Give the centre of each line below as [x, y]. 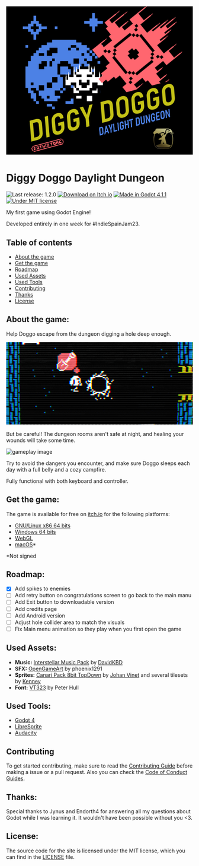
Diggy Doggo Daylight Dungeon [85, 178]
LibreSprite [28, 727]
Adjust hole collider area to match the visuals [70, 622]
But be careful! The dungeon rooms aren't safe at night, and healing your [95, 434]
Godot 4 [25, 720]
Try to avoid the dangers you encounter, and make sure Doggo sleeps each [98, 463]
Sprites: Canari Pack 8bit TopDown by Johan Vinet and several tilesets [101, 675]
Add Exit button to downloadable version [64, 602]
